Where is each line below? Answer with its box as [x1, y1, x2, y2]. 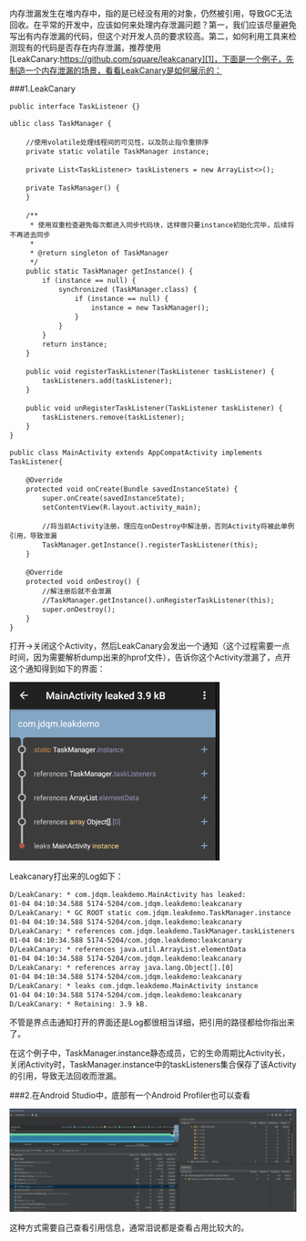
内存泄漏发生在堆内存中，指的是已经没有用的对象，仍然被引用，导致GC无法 [9, 8, 293, 18]
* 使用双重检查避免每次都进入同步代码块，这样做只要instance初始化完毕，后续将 [29, 221, 294, 230]
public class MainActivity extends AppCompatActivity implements [9, 448, 262, 457]
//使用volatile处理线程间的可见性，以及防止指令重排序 [25, 138, 209, 147]
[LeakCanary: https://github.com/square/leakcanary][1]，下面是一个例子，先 [9, 54, 294, 64]
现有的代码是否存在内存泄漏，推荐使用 [16, 42, 161, 53]
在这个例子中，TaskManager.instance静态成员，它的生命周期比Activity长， [9, 1048, 291, 1058]
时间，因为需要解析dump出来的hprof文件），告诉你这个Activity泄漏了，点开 [9, 652, 291, 662]
